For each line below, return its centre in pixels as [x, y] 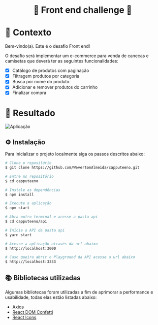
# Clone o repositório [28, 163]
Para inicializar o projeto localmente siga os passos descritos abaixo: [75, 154]
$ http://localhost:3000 [31, 248]
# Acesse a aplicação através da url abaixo [51, 244]
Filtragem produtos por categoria [46, 76]
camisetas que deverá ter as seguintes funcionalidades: [62, 61]
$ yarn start [18, 235]
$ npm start [17, 208]
